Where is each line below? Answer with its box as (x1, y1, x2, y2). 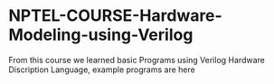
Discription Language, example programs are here (8, 64, 195, 75)
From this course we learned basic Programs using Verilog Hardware (8, 54, 266, 65)
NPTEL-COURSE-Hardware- (8, 5, 222, 26)
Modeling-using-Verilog (8, 24, 194, 45)
